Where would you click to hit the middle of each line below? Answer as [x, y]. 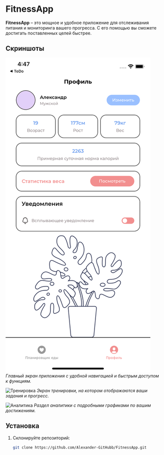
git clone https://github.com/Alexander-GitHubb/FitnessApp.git [80, 447]
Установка [23, 426]
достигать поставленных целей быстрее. [49, 33]
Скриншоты [25, 48]
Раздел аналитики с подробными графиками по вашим [93, 405]
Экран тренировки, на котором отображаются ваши [92, 390]
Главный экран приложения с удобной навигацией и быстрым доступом [82, 376]
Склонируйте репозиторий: [41, 438]
